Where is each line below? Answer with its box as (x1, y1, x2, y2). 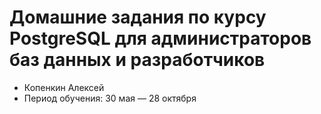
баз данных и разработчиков (9, 49, 266, 71)
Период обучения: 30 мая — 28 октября (23, 92, 197, 104)
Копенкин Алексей (23, 81, 105, 93)
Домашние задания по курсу (9, 6, 267, 29)
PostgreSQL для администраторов (9, 27, 312, 50)
